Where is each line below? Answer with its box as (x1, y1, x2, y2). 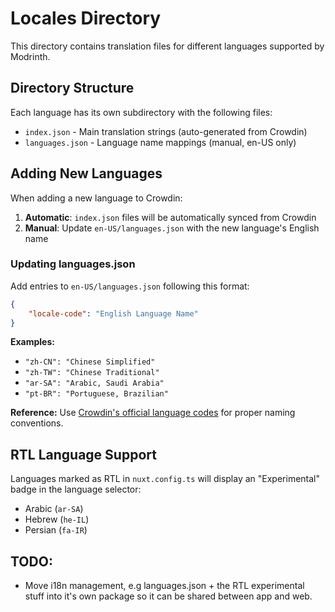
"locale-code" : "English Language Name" (28, 308, 199, 319)
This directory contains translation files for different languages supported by (10, 40, 325, 52)
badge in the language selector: (10, 483, 142, 496)
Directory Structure (10, 80, 135, 97)
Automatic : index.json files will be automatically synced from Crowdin (24, 211, 317, 223)
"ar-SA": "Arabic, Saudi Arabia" (24, 378, 165, 389)
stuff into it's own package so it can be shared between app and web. (24, 590, 313, 602)
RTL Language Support (10, 446, 157, 463)
